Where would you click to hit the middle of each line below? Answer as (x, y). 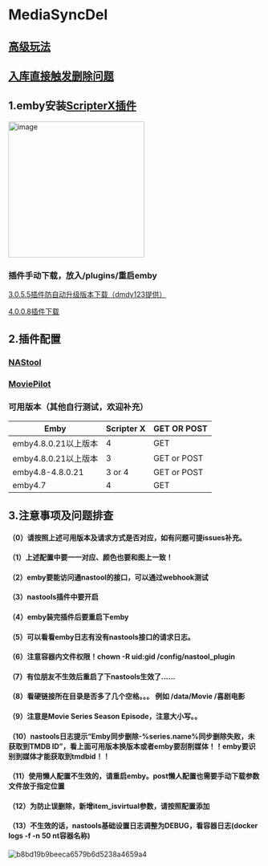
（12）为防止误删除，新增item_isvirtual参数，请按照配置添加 (109, 806)
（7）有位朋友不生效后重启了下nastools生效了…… (92, 677)
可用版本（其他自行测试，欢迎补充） (78, 407)
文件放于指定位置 (37, 786)
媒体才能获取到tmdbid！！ (66, 756)
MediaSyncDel (58, 15)
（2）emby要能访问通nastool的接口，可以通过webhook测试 (108, 577)
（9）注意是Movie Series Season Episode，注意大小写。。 (105, 716)
